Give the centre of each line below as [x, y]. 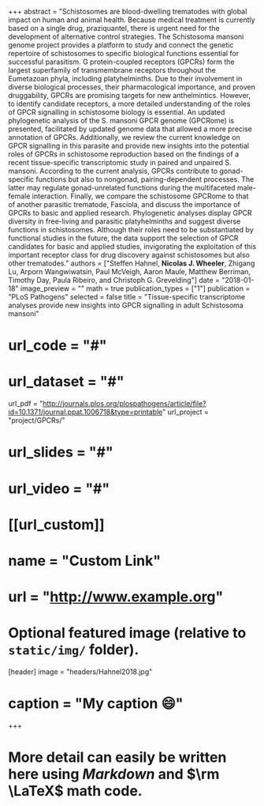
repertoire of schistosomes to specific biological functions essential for [124, 53]
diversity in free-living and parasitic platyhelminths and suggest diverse [125, 221]
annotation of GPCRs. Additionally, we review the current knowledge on [124, 137]
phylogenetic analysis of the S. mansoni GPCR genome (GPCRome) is [121, 121]
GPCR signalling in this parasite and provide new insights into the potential [129, 146]
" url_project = [186, 412]
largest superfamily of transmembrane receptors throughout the [112, 70]
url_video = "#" [59, 488]
